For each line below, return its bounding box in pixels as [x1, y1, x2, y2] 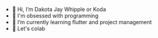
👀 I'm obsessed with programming [12, 12, 99, 19]
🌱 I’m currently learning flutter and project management [12, 19, 153, 25]
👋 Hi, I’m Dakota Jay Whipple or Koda [12, 6, 107, 13]
